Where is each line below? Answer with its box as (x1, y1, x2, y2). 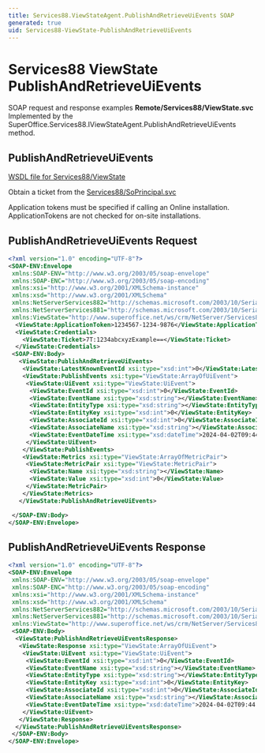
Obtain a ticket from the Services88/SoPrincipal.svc (8, 187, 177, 197)
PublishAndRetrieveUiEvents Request (8, 234, 198, 247)
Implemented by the (8, 111, 73, 121)
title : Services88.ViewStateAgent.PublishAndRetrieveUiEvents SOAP (8, 11, 235, 20)
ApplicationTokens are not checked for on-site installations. (8, 211, 201, 221)
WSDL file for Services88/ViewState (8, 172, 126, 182)
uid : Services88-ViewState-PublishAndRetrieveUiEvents (8, 26, 192, 34)
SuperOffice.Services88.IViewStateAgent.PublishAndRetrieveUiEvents (8, 120, 237, 129)
